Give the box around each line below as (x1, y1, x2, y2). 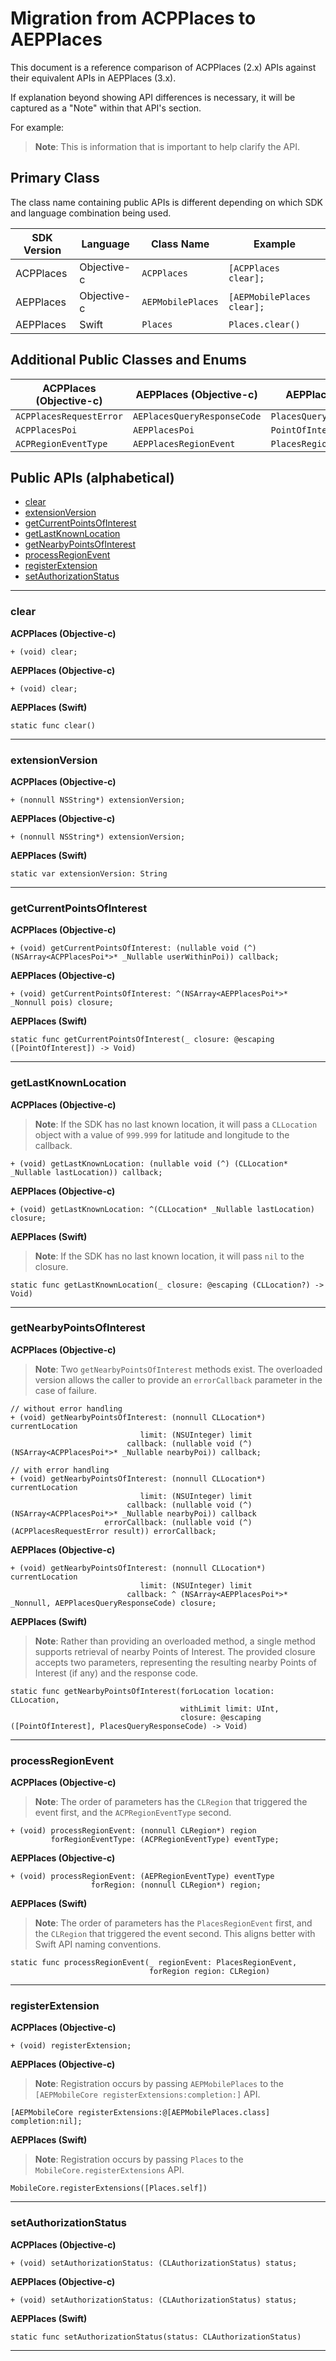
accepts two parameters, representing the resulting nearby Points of (34, 1656, 317, 1668)
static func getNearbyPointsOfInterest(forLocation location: (10, 1686, 275, 1696)
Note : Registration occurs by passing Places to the (34, 2153, 244, 2166)
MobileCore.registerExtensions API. (34, 2164, 185, 2176)
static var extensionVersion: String (10, 868, 168, 879)
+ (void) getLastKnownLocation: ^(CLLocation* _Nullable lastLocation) (10, 1204, 315, 1214)
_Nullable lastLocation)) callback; (10, 1167, 163, 1177)
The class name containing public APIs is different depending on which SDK (10, 196, 323, 208)
